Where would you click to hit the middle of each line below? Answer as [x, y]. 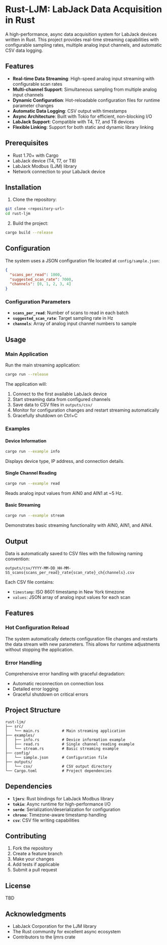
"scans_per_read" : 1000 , [36, 275]
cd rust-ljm [18, 214]
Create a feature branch [37, 854]
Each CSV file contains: [30, 582]
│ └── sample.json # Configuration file [56, 757]
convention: [18, 559]
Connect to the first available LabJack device [60, 394]
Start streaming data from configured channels [61, 399]
